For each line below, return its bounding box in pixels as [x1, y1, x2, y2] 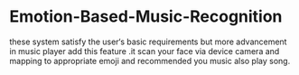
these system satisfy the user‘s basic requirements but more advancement [9, 36, 287, 47]
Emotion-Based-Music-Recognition [9, 6, 283, 27]
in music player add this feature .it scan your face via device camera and [9, 45, 280, 56]
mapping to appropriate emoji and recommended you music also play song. [9, 55, 291, 66]
